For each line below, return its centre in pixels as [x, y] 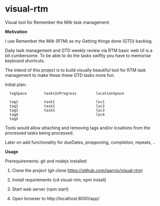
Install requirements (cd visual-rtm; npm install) [59, 179]
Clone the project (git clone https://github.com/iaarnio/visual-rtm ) [77, 170]
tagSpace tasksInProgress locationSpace [67, 93]
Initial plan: [16, 84]
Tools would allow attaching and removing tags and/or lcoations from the [78, 128]
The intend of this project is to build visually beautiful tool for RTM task [75, 70]
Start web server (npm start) [40, 189]
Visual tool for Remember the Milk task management [57, 22]
